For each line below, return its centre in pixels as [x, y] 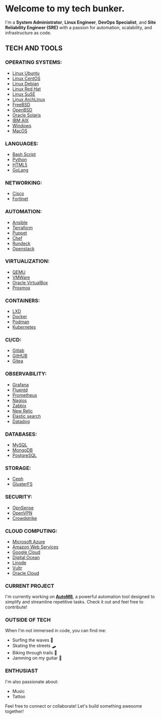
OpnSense [23, 508]
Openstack [23, 248]
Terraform [22, 227]
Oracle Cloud [26, 573]
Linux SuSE [24, 94]
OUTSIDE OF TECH [28, 620]
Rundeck [21, 243]
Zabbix [19, 406]
